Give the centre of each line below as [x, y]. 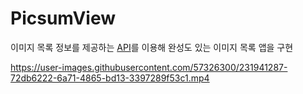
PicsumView [63, 18]
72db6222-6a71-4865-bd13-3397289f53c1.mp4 [110, 78]
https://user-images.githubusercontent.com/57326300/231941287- [149, 67]
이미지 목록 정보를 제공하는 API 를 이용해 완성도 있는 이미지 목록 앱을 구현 [152, 47]
